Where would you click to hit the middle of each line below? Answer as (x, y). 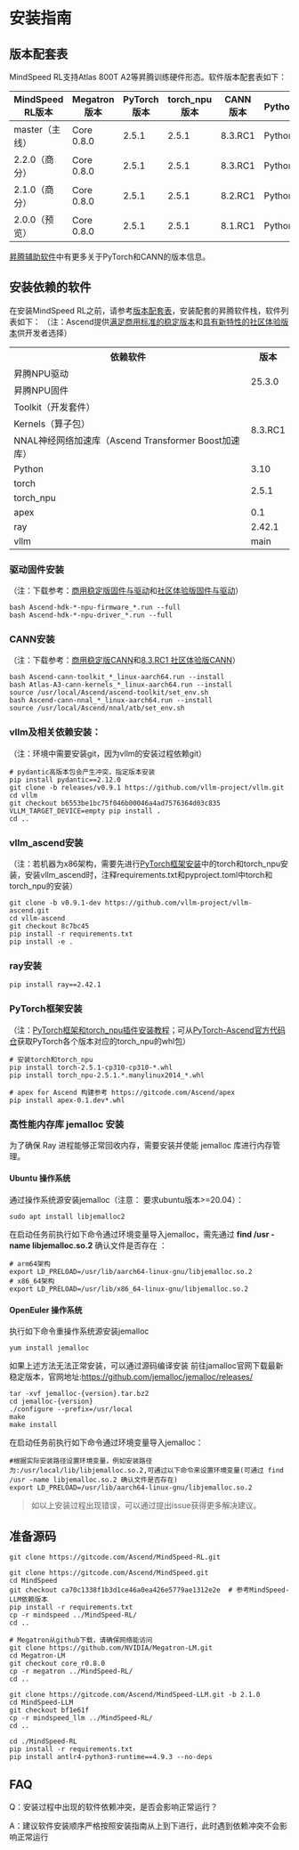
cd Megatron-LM (37, 1656)
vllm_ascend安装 (46, 842)
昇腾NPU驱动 (41, 373)
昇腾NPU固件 (41, 390)
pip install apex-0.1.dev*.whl (67, 1100)
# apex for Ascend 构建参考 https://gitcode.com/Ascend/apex (122, 1092)
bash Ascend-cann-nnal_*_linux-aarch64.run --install (111, 701)
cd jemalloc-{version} (51, 1402)
